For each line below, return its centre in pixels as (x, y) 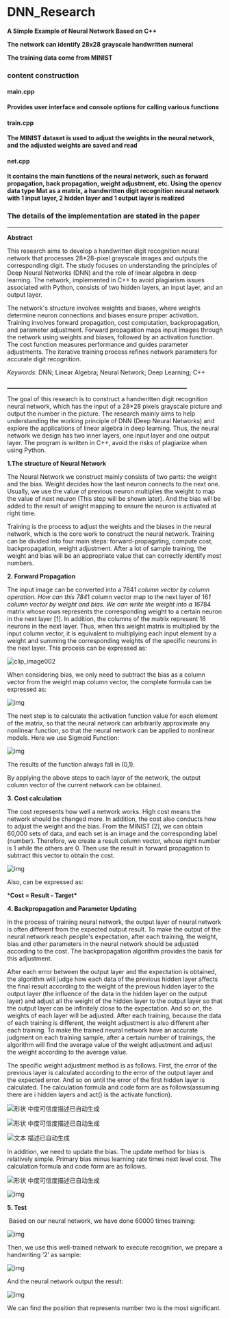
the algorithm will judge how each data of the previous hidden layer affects (113, 979)
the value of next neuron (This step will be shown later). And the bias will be (114, 498)
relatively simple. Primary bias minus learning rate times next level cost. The (114, 1159)
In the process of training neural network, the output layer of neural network (114, 922)
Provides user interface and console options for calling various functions (113, 107)
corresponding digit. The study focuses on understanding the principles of (112, 265)
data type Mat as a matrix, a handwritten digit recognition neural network (113, 191)
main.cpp (21, 92)
